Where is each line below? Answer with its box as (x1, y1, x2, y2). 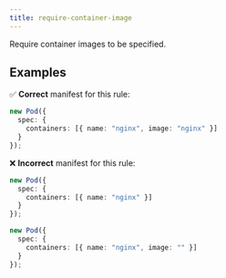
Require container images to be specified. (9, 38, 167, 49)
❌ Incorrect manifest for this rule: (9, 157, 136, 169)
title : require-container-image (9, 13, 132, 23)
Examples (9, 65, 67, 80)
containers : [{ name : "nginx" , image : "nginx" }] (26, 124, 219, 133)
